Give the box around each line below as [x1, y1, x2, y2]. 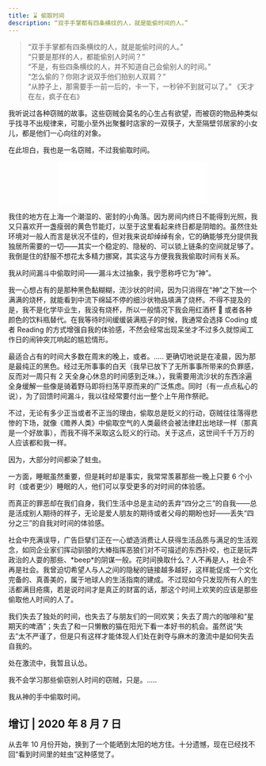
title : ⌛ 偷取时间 [8, 11, 65, 20]
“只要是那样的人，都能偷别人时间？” [27, 52, 146, 61]
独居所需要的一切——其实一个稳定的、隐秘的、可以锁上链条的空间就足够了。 [8, 241, 258, 251]
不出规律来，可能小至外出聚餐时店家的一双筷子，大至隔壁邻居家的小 [28, 118, 251, 128]
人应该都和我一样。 [8, 437, 71, 447]
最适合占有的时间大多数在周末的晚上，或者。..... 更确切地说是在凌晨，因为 [8, 351, 249, 361]
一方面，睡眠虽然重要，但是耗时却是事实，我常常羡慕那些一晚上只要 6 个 [8, 472, 245, 481]
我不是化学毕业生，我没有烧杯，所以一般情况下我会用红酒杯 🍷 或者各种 [21, 305, 253, 314]
